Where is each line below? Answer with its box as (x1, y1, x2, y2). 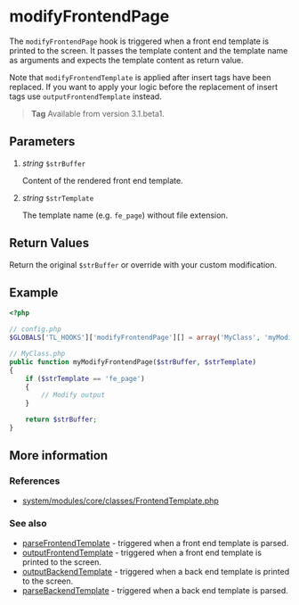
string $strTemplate (21, 192, 94, 203)
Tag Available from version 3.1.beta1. (30, 108, 165, 119)
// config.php (9, 325, 62, 334)
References (9, 475, 61, 487)
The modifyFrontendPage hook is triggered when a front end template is (9, 36, 270, 46)
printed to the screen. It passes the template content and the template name (9, 45, 288, 55)
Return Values (9, 236, 90, 251)
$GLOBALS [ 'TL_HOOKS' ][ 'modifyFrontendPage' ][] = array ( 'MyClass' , (9, 333, 261, 343)
